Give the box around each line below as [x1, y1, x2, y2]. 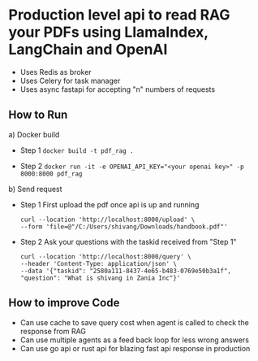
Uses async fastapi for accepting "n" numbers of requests [19, 84, 216, 94]
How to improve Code [8, 296, 120, 310]
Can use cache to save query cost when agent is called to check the [19, 317, 249, 327]
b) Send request [8, 184, 62, 194]
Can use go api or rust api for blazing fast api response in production [19, 343, 251, 353]
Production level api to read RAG [8, 6, 230, 24]
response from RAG [19, 326, 87, 336]
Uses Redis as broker [19, 67, 92, 76]
